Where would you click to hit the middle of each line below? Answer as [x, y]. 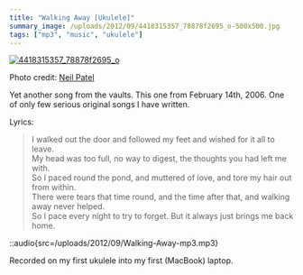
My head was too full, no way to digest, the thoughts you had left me [159, 159]
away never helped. [68, 206]
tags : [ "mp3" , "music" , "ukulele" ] [76, 34]
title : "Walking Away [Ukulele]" [72, 18]
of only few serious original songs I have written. [100, 105]
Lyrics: [22, 122]
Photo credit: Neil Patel [52, 78]
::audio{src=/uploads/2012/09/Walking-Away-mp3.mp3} [114, 243]
